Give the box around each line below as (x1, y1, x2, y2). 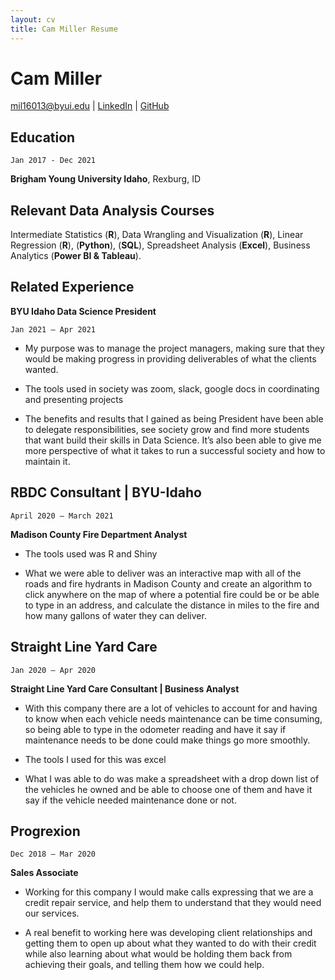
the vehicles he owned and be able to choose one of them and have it (24, 783, 313, 795)
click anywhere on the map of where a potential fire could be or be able (24, 588, 320, 600)
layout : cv (10, 14, 56, 25)
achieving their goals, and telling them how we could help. (24, 959, 265, 971)
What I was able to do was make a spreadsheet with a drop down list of (24, 772, 320, 785)
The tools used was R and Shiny (24, 547, 158, 560)
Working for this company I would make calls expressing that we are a (24, 886, 314, 898)
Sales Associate (10, 867, 79, 879)
